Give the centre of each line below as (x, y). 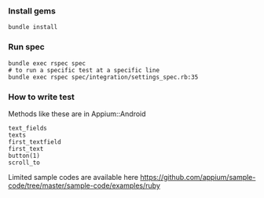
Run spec (26, 47)
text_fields (27, 128)
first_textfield (35, 142)
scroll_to (24, 163)
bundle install (33, 27)
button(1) (24, 156)
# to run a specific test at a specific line (84, 70)
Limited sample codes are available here (73, 177)
